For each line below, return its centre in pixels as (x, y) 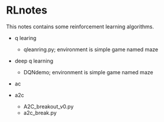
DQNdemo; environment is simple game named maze (88, 72)
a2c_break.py (40, 113)
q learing (25, 38)
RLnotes (27, 10)
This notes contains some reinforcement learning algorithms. (80, 27)
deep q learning (34, 61)
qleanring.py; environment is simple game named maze (91, 49)
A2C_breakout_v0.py (48, 106)
